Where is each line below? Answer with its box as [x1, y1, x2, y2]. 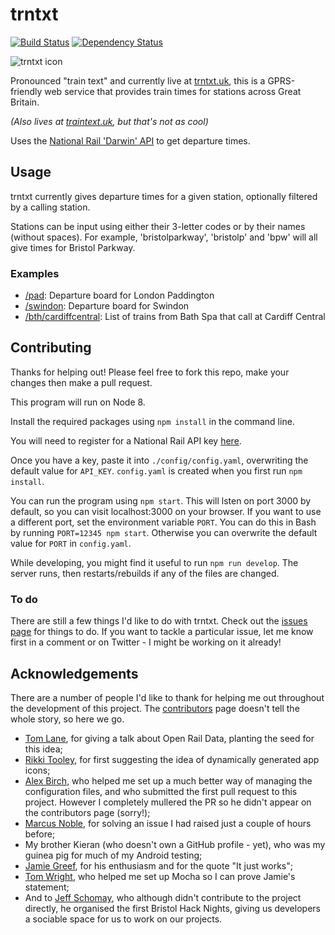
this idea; [24, 743, 63, 755]
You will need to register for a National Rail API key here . [10, 434, 242, 447]
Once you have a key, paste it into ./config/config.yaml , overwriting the [10, 454, 309, 466]
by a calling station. [10, 201, 91, 213]
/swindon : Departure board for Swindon [24, 300, 190, 312]
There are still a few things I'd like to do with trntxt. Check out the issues [10, 615, 308, 627]
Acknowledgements [10, 665, 139, 682]
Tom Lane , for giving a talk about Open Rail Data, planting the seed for [24, 732, 315, 744]
